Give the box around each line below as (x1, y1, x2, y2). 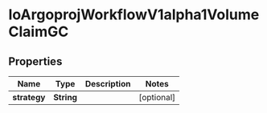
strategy (12, 92, 46, 103)
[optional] (138, 92, 176, 103)
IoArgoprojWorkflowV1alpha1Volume (8, 6, 260, 24)
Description (84, 79, 131, 89)
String (53, 92, 78, 103)
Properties (8, 54, 63, 68)
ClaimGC (8, 22, 69, 41)
